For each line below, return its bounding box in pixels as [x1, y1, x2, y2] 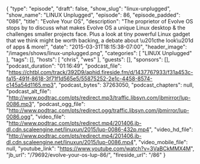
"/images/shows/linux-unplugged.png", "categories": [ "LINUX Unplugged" [6, 50, 192, 56]
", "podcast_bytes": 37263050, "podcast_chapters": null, [53, 81, 194, 89]
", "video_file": [30, 113, 66, 120]
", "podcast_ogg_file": [32, 101, 86, 107]
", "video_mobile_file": [133, 139, 188, 145]
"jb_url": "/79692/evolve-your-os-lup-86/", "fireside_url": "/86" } [6, 151, 166, 158]
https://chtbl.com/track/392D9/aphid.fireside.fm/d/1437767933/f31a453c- [8, 69, 193, 75]
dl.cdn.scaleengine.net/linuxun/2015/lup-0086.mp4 [6, 139, 134, 145]
